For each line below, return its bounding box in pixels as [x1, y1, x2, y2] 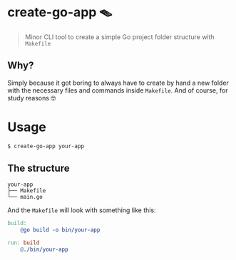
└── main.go [7, 194, 43, 201]
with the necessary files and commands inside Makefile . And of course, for [7, 85, 228, 95]
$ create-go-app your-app [7, 142, 84, 150]
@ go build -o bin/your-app [20, 227, 101, 234]
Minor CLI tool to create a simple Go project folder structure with [24, 32, 215, 41]
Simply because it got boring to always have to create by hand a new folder [7, 78, 230, 87]
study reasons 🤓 [7, 93, 56, 102]
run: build [7, 239, 40, 246]
